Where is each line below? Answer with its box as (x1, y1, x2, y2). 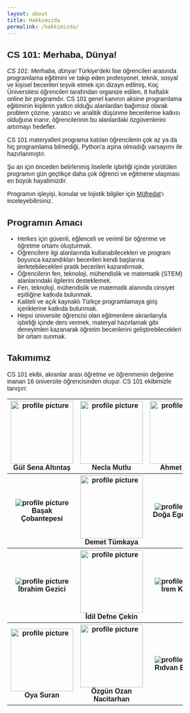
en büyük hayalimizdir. (7, 177, 68, 185)
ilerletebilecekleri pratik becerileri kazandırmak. (17, 263, 145, 271)
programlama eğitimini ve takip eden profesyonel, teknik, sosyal (7, 74, 178, 82)
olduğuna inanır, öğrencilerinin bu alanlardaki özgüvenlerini (7, 116, 166, 124)
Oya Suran (24, 691, 60, 699)
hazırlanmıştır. (7, 150, 46, 158)
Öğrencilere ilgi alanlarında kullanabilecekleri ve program (17, 249, 171, 257)
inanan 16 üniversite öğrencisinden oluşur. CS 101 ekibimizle (7, 377, 172, 385)
